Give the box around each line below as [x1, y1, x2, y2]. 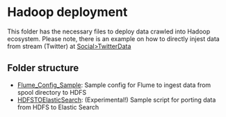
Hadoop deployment [7, 4, 128, 20]
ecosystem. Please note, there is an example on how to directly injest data [7, 34, 220, 42]
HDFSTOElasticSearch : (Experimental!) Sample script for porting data [17, 95, 216, 104]
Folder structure [7, 62, 79, 74]
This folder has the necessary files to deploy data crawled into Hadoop [7, 27, 211, 36]
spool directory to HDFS [17, 88, 87, 96]
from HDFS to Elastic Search [17, 102, 99, 111]
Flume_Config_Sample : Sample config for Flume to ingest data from [17, 81, 211, 89]
